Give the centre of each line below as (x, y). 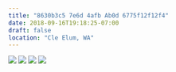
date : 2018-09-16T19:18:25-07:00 (64, 23)
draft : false (30, 30)
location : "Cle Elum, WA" (51, 38)
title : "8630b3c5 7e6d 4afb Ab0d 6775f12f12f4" (89, 15)
